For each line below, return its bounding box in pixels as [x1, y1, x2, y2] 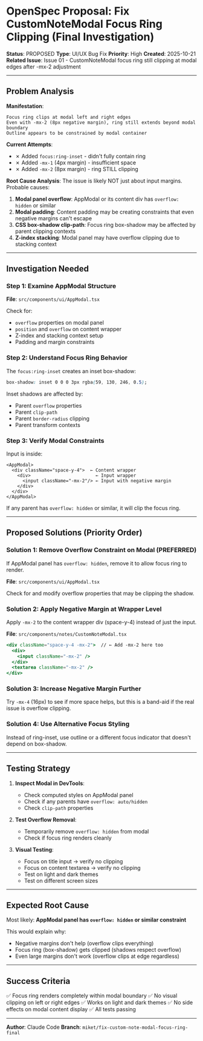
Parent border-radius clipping [14, 414, 89, 422]
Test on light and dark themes [24, 871, 98, 878]
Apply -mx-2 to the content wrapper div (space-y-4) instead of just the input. [6, 618, 197, 625]
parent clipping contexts [14, 227, 76, 235]
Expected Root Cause [6, 900, 89, 911]
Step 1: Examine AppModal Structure [6, 282, 117, 291]
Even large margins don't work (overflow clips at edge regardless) [14, 952, 180, 960]
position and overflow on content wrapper [14, 326, 122, 333]
